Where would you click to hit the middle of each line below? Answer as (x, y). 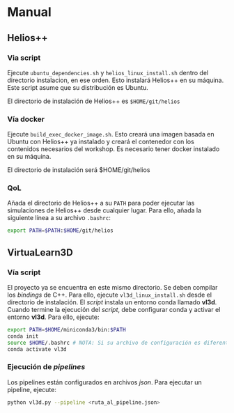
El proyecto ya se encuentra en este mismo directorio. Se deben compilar (112, 288)
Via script (24, 58)
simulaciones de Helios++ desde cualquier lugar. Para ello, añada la (104, 210)
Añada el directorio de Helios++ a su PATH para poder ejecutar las (101, 203)
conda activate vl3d (37, 349)
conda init (23, 336)
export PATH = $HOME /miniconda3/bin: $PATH (67, 330)
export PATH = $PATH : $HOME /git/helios (60, 231)
